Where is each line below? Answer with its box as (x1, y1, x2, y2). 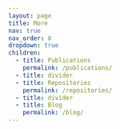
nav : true (8, 26, 42, 34)
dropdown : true (8, 42, 59, 50)
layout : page (8, 11, 52, 20)
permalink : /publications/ (22, 64, 113, 72)
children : (8, 49, 42, 57)
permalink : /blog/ (22, 109, 84, 117)
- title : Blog (15, 101, 62, 109)
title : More (8, 19, 48, 27)
